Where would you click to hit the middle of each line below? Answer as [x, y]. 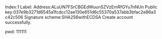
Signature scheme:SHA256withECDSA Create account [79, 17]
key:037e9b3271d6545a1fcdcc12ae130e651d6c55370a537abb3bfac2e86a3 [81, 12]
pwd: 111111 [16, 32]
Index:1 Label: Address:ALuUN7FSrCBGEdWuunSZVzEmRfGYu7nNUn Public [81, 7]
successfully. [18, 22]
